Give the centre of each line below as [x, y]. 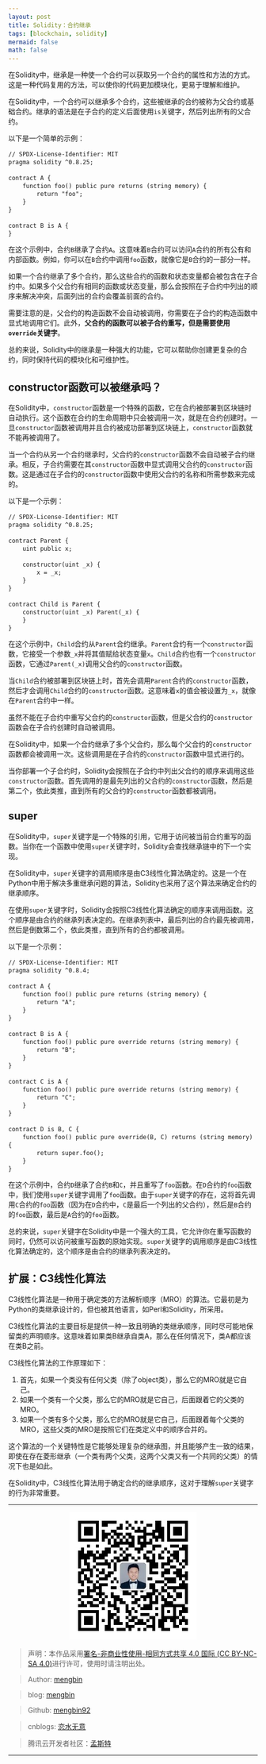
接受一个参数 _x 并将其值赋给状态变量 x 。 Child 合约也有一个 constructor [142, 653]
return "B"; [57, 1050]
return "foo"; [60, 195]
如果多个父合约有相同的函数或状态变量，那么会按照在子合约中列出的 [140, 287]
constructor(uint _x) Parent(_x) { [81, 612]
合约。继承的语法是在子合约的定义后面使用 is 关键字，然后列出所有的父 [129, 112]
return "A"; [57, 1002]
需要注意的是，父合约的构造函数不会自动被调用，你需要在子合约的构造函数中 [133, 313]
